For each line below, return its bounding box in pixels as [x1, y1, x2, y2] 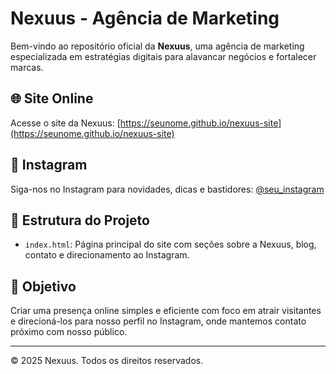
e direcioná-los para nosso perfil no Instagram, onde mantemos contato [10, 315, 307, 327]
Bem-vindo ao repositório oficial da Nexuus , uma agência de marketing [10, 40, 305, 52]
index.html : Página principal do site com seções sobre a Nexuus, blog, [24, 238, 317, 251]
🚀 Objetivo [10, 278, 77, 295]
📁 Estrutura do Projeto [10, 212, 150, 229]
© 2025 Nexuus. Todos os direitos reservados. [10, 355, 204, 367]
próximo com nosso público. [10, 326, 128, 338]
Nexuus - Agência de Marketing [10, 7, 280, 30]
